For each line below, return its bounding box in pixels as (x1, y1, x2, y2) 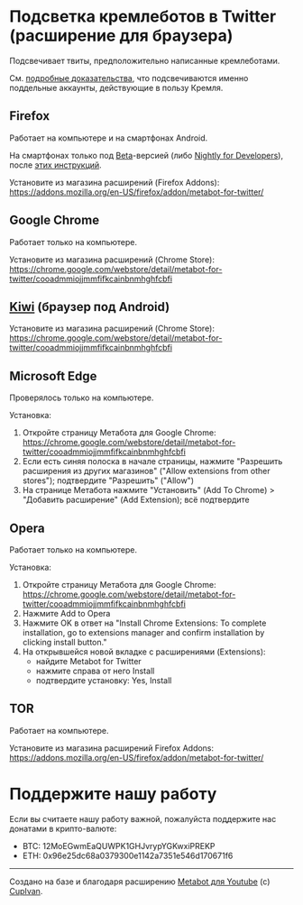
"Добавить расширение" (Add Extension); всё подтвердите (22, 494, 250, 506)
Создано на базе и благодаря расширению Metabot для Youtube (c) (9, 876, 271, 887)
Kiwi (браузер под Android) (9, 299, 170, 315)
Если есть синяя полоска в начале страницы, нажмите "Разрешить (22, 456, 283, 467)
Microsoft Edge (9, 368, 97, 384)
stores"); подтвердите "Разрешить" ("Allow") (22, 475, 194, 486)
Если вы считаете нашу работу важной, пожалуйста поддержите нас (9, 813, 277, 824)
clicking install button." (22, 637, 107, 647)
